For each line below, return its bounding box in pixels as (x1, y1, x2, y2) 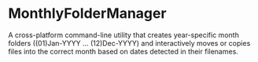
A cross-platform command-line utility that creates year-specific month (8, 30, 240, 40)
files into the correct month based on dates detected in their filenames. (8, 46, 238, 56)
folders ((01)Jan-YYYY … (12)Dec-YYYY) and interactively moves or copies (8, 38, 251, 47)
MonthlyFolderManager (8, 5, 167, 22)
